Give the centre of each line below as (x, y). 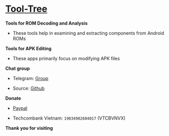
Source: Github (29, 88)
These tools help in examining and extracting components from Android (88, 33)
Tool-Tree (26, 9)
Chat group (17, 68)
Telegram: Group (30, 78)
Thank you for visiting (29, 128)
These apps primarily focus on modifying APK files (66, 58)
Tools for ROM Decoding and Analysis (47, 23)
